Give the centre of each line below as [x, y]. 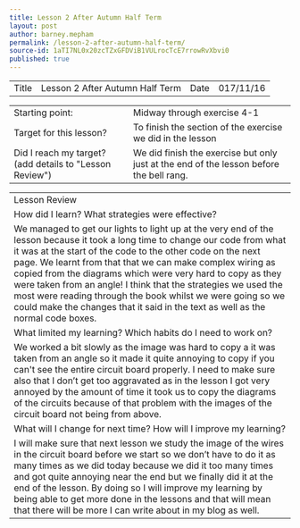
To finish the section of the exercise [208, 127]
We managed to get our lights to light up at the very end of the [144, 229]
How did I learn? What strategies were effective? [115, 214]
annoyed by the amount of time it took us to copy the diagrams [145, 392]
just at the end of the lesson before [206, 164]
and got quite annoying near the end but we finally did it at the [144, 477]
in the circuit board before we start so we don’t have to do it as [145, 454]
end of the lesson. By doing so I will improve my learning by [138, 488]
